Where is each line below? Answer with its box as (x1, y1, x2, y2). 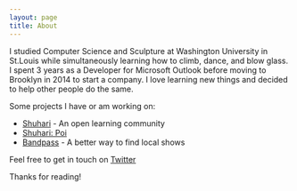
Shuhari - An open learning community (21, 117, 165, 129)
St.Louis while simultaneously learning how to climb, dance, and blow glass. (9, 55, 289, 66)
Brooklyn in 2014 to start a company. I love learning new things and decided (9, 74, 288, 84)
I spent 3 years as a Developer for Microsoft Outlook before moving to (9, 64, 267, 76)
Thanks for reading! (9, 171, 82, 182)
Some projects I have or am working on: (9, 100, 156, 111)
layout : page (9, 12, 58, 22)
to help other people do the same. (9, 84, 134, 94)
